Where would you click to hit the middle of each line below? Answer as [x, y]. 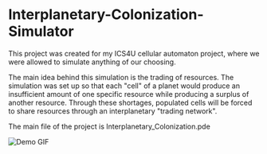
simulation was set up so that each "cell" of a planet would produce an [124, 86]
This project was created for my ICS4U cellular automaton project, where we [134, 53]
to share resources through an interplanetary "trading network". [113, 111]
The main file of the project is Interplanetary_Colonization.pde [110, 126]
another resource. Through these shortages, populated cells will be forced [130, 102]
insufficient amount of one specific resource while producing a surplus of [129, 94]
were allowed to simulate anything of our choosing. [92, 62]
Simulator [41, 31]
